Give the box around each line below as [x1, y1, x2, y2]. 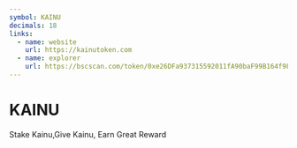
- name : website [17, 37, 77, 47]
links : [9, 29, 34, 38]
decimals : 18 [9, 21, 57, 30]
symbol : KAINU [9, 12, 62, 22]
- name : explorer [17, 54, 81, 63]
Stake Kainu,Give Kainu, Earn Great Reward [9, 129, 167, 139]
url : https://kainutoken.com [25, 46, 133, 55]
